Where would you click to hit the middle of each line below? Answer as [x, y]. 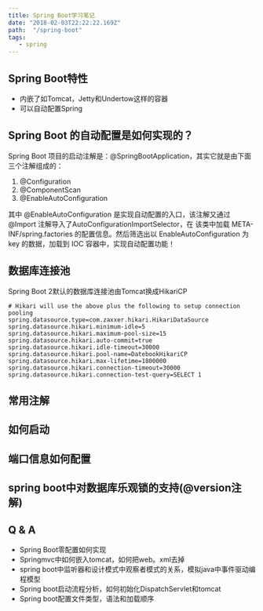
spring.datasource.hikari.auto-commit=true [80, 340]
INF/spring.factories [40, 234]
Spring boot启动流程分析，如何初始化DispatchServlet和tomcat [120, 588]
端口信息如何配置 [49, 458]
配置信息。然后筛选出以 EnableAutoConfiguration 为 [165, 234]
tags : [17, 37]
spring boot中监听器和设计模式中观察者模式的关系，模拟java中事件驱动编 [137, 569]
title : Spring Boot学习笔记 [52, 15]
